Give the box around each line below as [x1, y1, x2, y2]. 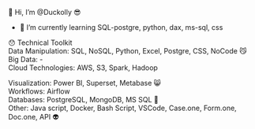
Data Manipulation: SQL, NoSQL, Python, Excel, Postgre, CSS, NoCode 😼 [8, 46, 247, 55]
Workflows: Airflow [8, 87, 70, 96]
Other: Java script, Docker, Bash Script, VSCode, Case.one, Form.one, [8, 103, 237, 112]
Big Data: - [8, 55, 43, 64]
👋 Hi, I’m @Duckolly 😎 [8, 8, 81, 17]
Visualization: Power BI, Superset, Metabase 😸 [8, 79, 162, 87]
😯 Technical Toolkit [8, 38, 73, 47]
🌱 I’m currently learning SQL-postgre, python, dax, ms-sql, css [19, 23, 223, 31]
